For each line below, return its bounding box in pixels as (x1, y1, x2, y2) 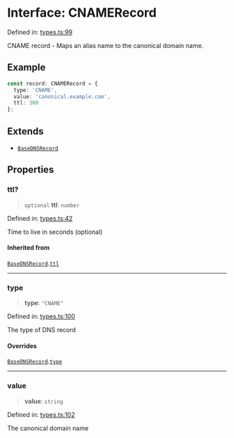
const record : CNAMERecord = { (7, 80, 98, 87)
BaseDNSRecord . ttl (7, 259, 59, 267)
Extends (7, 125, 44, 137)
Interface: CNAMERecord (7, 5, 157, 21)
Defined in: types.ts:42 (7, 214, 73, 222)
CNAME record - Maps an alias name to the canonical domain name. (7, 41, 204, 49)
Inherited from (7, 244, 50, 252)
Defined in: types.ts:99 (7, 28, 73, 36)
